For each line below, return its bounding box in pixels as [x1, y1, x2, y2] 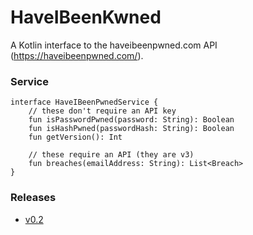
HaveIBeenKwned [10, 6, 162, 29]
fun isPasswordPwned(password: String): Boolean [28, 115, 235, 125]
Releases [10, 191, 57, 205]
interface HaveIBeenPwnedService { [10, 97, 159, 108]
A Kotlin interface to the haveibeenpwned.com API [10, 39, 218, 51]
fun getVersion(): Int [28, 132, 123, 143]
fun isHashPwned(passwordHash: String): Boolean [28, 124, 235, 134]
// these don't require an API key [28, 106, 177, 116]
